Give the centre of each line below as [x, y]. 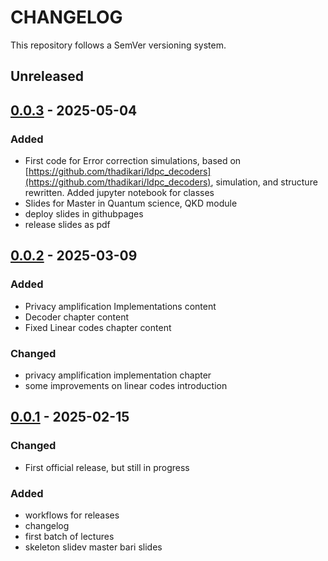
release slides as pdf [67, 225]
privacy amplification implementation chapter [118, 375]
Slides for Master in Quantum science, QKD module [131, 203]
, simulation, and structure [264, 182]
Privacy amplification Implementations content [120, 306]
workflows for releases [72, 515]
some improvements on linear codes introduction [126, 385]
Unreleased [47, 76]
